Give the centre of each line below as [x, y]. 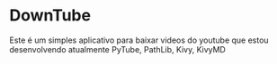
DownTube [50, 16]
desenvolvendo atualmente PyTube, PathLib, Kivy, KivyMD [118, 49]
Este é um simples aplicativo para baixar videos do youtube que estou [139, 40]
